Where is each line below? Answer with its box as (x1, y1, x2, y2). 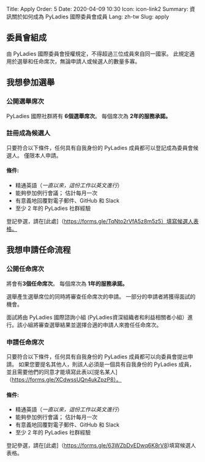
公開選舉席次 (6, 97, 45, 106)
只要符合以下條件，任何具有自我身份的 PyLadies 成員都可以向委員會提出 (6, 352, 188, 360)
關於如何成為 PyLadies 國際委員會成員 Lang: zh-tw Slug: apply (11, 13, 170, 20)
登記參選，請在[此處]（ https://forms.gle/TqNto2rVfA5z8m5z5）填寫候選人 (6, 218, 194, 225)
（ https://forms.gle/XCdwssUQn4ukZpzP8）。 (6, 376, 122, 383)
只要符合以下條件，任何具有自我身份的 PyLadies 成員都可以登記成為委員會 (6, 144, 194, 151)
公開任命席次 (6, 265, 45, 274)
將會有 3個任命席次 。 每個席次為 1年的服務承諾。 (6, 280, 128, 287)
